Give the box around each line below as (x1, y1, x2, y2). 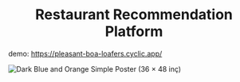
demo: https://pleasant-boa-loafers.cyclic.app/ (8, 49, 163, 58)
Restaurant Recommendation (34, 6, 234, 24)
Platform (104, 22, 163, 41)
